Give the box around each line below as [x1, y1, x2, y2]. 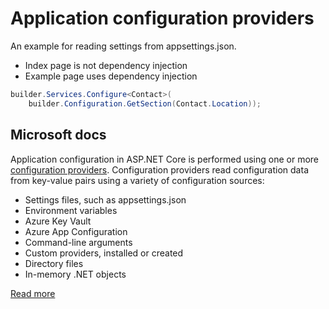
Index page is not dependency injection [24, 59, 188, 71]
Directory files [24, 257, 84, 269]
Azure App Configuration [24, 225, 128, 237]
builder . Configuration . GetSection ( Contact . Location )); [28, 98, 262, 109]
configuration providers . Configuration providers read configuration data [10, 163, 309, 176]
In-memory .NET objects [24, 268, 127, 280]
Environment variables [24, 204, 118, 216]
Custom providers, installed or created [24, 247, 184, 259]
